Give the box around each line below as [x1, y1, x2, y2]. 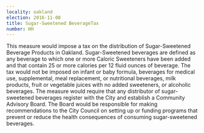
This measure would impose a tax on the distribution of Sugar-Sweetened [6, 43, 191, 50]
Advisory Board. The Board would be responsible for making [6, 101, 158, 108]
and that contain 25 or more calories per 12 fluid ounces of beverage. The [6, 62, 191, 69]
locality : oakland [6, 9, 53, 15]
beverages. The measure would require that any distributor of [6, 87, 160, 95]
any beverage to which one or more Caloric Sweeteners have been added [6, 55, 191, 63]
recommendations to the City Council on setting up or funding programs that [6, 107, 198, 114]
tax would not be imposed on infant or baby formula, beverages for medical [6, 68, 195, 76]
